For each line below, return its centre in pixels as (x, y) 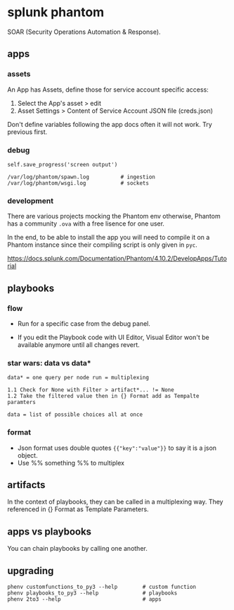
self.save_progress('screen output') (63, 164)
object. (27, 455)
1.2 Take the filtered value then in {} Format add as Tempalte (103, 396)
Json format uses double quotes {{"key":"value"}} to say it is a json (117, 448)
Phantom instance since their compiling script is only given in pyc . (103, 245)
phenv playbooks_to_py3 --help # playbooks (92, 593)
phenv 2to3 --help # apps (84, 599)
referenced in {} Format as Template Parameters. (78, 509)
